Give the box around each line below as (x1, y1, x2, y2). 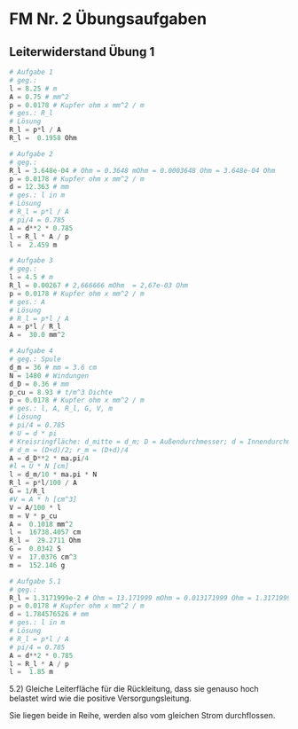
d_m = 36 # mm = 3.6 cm (9, 363, 98, 372)
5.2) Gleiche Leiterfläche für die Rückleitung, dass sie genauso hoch (9, 684, 259, 694)
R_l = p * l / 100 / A (9, 479, 77, 488)
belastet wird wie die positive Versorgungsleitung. (9, 693, 192, 704)
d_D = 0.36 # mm (9, 380, 69, 388)
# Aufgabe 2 (9, 149, 53, 159)
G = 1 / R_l (9, 487, 46, 496)
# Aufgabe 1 (9, 67, 53, 76)
